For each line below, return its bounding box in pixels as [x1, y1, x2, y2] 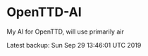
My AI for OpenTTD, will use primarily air [6, 27, 124, 36]
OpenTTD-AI [6, 4, 82, 20]
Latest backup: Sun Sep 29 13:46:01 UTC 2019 [6, 41, 142, 49]
